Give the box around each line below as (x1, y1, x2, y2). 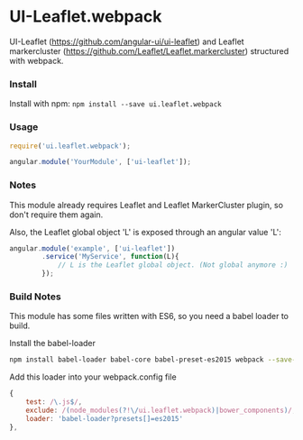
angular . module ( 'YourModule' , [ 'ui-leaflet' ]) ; (9, 158, 192, 167)
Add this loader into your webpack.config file (9, 371, 178, 382)
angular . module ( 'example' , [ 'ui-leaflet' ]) (9, 243, 176, 253)
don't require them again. (9, 209, 104, 220)
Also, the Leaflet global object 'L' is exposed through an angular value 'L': (9, 226, 282, 237)
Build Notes (9, 290, 61, 303)
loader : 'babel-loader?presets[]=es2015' (25, 414, 183, 423)
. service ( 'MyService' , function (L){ (41, 252, 179, 261)
